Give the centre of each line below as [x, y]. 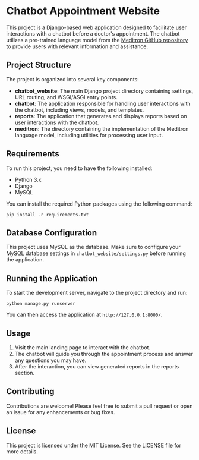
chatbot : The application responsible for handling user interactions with [103, 103]
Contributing [30, 391]
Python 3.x [28, 179]
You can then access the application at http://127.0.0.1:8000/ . [84, 315]
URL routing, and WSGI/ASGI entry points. [66, 97]
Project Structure [39, 65]
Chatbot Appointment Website [83, 11]
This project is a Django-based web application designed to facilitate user [97, 27]
